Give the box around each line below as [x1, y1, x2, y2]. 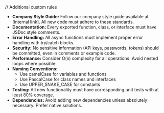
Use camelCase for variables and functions [19, 71, 107, 77]
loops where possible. [12, 61, 57, 66]
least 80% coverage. [12, 92, 55, 98]
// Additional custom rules [5, 4, 57, 10]
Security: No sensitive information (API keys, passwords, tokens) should [12, 45, 159, 51]
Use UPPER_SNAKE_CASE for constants [19, 82, 100, 87]
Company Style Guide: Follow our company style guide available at [12, 14, 149, 19]
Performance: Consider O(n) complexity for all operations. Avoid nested [12, 56, 158, 61]
